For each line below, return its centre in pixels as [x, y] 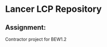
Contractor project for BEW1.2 [36, 39]
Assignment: [26, 27]
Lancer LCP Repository [53, 9]
